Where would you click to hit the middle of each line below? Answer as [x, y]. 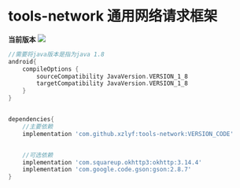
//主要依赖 [38, 127]
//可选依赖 [38, 155]
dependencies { [31, 120]
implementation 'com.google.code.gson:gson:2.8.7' [107, 170]
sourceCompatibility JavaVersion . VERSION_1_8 [113, 76]
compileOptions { [51, 69]
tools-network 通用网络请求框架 [113, 16]
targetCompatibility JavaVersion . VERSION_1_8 [113, 83]
